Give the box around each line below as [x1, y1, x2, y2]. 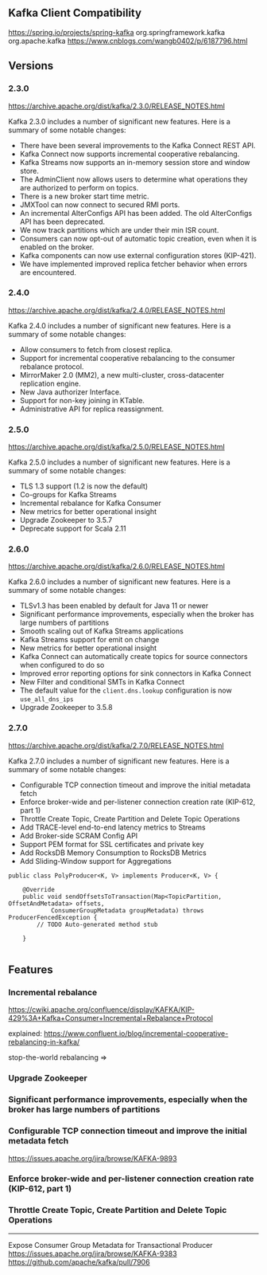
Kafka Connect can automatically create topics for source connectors [19, 652, 248, 661]
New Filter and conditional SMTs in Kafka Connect [19, 677, 185, 687]
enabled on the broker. [19, 242, 95, 252]
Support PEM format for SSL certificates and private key [19, 839, 204, 849]
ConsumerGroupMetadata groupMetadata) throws [50, 906, 204, 915]
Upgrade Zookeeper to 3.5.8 [19, 703, 113, 712]
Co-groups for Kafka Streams [19, 490, 117, 500]
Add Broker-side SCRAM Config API [19, 830, 138, 840]
